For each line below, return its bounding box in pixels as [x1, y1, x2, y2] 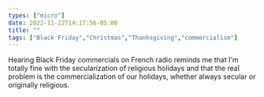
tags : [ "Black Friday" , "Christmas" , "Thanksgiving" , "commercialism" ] [8, 33, 238, 42]
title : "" [8, 26, 41, 34]
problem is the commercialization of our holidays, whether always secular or [8, 72, 256, 81]
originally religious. [8, 80, 70, 90]
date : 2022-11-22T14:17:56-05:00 [8, 19, 118, 27]
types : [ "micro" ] [8, 11, 65, 20]
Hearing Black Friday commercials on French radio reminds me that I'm [8, 55, 239, 65]
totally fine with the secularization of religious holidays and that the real [8, 64, 240, 73]
